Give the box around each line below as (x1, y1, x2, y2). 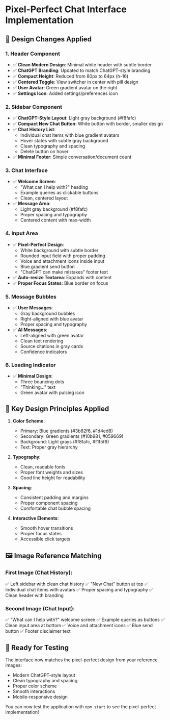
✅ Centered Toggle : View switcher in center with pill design (12, 79, 139, 85)
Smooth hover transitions (20, 525, 73, 531)
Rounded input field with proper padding (20, 253, 105, 259)
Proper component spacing (20, 500, 78, 506)
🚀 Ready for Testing (5, 643, 69, 652)
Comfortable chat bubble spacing (20, 505, 91, 511)
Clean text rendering (20, 338, 64, 344)
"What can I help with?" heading (20, 184, 88, 190)
